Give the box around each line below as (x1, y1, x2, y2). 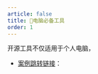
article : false (7, 10, 53, 18)
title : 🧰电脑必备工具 (7, 17, 65, 24)
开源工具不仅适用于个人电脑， (7, 44, 94, 53)
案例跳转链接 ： (17, 59, 62, 68)
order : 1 (7, 23, 33, 31)
